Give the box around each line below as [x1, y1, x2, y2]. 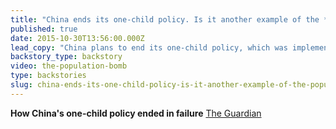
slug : [10, 80, 33, 90]
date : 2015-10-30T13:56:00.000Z [10, 33, 145, 43]
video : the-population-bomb [10, 61, 128, 71]
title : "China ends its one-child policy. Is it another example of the [10, 14, 320, 25]
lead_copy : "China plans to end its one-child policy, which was [10, 42, 288, 53]
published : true [10, 24, 78, 34]
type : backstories [10, 71, 87, 81]
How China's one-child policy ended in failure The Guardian [10, 107, 262, 119]
